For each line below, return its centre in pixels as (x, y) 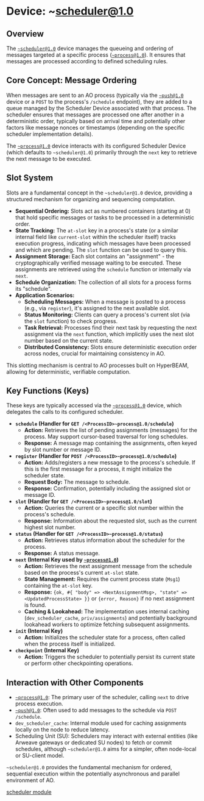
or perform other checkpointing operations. (79, 663)
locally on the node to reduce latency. (62, 730)
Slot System (30, 178)
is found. (35, 605)
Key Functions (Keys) (48, 391)
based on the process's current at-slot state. (82, 573)
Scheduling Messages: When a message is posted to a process (105, 301)
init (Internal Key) (39, 631)
